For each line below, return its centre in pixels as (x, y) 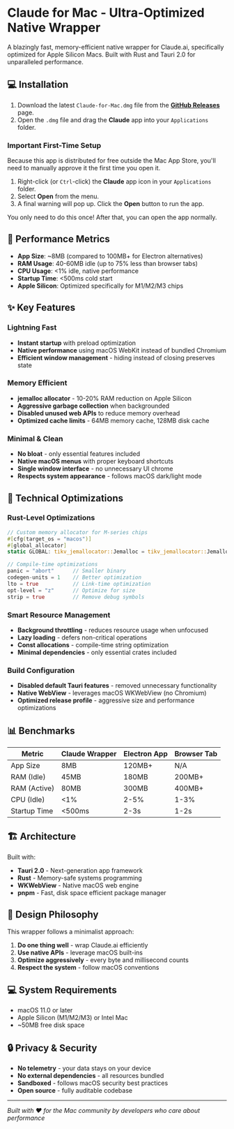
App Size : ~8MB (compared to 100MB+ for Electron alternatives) (110, 256)
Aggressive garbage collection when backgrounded (93, 406)
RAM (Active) (32, 788)
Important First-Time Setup (54, 145)
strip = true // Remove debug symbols (76, 597)
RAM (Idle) (28, 776)
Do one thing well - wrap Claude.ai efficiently (83, 945)
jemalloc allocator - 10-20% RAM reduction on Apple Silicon (104, 398)
